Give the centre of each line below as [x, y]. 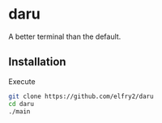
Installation [37, 62]
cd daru [21, 104]
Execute [22, 81]
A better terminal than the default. [65, 36]
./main [19, 111]
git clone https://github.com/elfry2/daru [81, 96]
